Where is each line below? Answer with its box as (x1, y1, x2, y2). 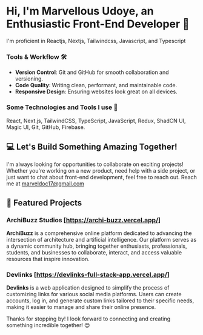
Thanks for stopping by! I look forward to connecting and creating (6, 315, 171, 322)
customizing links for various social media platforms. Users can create (6, 291, 182, 298)
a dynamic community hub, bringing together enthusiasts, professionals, (6, 242, 187, 250)
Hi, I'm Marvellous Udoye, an (6, 4, 155, 18)
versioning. (15, 75, 44, 82)
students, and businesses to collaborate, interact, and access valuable (6, 249, 182, 256)
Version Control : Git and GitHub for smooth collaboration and (15, 68, 169, 76)
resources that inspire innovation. (6, 256, 90, 263)
